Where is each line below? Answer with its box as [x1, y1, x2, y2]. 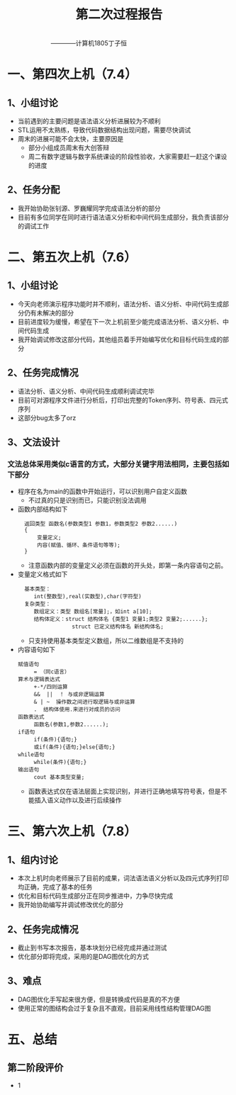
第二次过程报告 [75, 6, 163, 23]
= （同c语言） [33, 668, 70, 675]
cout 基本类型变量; [33, 774, 85, 781]
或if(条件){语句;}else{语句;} [33, 743, 116, 751]
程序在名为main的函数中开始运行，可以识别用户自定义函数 [17, 487, 188, 496]
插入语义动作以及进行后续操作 [34, 796, 122, 804]
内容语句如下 [17, 646, 55, 654]
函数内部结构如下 [17, 505, 68, 514]
